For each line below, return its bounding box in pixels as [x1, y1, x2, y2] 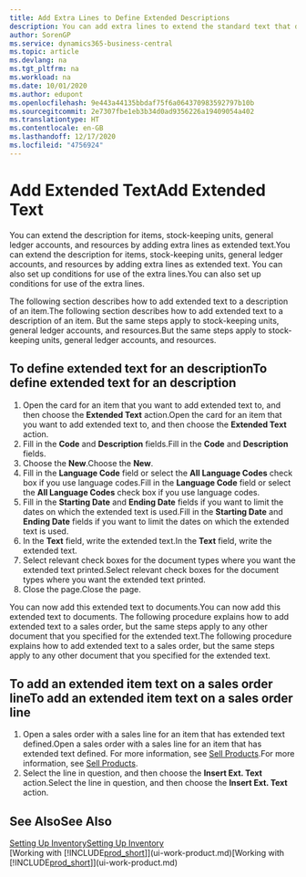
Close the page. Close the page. [22, 583, 141, 594]
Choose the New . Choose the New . [22, 457, 154, 468]
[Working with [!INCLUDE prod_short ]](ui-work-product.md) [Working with [9, 848, 285, 859]
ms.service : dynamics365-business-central [9, 38, 173, 48]
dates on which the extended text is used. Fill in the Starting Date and [22, 506, 284, 517]
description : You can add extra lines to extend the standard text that [9, 22, 291, 31]
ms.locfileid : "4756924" [9, 141, 104, 150]
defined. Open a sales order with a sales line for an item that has [22, 738, 262, 749]
